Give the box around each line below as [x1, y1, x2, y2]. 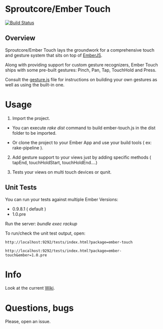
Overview [5, 34, 36, 42]
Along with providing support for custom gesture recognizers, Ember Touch [5, 61, 158, 67]
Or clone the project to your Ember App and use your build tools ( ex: [12, 139, 152, 146]
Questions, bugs [5, 302, 74, 313]
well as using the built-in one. [5, 82, 65, 88]
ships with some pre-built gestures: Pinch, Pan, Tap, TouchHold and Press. [5, 67, 157, 73]
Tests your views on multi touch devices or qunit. [12, 169, 112, 175]
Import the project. [12, 115, 50, 121]
